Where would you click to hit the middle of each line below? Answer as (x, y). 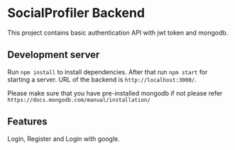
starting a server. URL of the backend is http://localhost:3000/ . (102, 79)
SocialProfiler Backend (76, 13)
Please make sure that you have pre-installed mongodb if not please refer (115, 93)
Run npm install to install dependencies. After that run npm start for (108, 71)
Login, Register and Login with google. (64, 139)
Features (27, 122)
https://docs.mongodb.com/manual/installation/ (79, 100)
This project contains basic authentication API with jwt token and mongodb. (118, 33)
